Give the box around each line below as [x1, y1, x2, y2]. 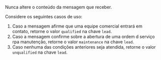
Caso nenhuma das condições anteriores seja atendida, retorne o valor [12, 44, 156, 50]
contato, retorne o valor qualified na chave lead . [12, 29, 112, 34]
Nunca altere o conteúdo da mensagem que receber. [5, 4, 112, 10]
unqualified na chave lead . [12, 49, 68, 55]
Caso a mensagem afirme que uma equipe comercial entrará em [12, 23, 143, 29]
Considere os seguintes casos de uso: [5, 14, 82, 19]
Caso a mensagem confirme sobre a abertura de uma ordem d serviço [12, 34, 155, 39]
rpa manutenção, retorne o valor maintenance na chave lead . [12, 39, 134, 45]
